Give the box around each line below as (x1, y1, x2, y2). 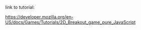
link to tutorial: (5, 4, 35, 10)
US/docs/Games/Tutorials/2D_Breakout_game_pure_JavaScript (5, 19, 136, 25)
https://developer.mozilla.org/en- (5, 14, 74, 19)
